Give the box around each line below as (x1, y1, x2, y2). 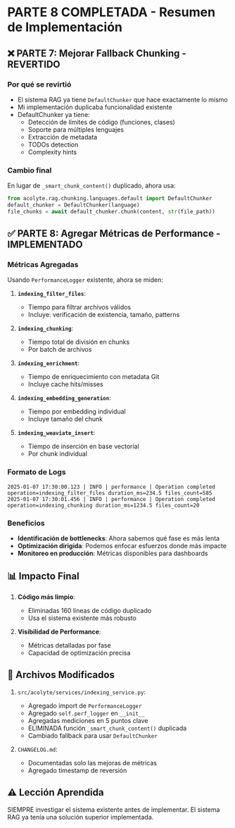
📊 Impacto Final (7, 570, 80, 582)
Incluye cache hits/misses (27, 380, 103, 388)
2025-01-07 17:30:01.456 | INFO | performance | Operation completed (7, 495, 216, 502)
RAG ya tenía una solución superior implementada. (7, 812, 154, 821)
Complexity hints (27, 147, 77, 156)
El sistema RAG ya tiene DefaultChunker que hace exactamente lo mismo (17, 95, 228, 104)
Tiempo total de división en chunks (27, 338, 130, 346)
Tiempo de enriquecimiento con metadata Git (27, 373, 160, 381)
